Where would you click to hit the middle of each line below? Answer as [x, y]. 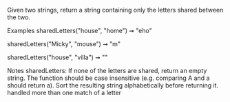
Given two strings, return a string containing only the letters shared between [115, 10]
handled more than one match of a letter [64, 93]
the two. [19, 17]
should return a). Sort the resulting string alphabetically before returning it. [113, 85]
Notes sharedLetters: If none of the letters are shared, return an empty [107, 71]
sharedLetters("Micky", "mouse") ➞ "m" [64, 44]
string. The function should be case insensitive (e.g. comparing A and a [108, 78]
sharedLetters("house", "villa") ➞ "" [57, 57]
